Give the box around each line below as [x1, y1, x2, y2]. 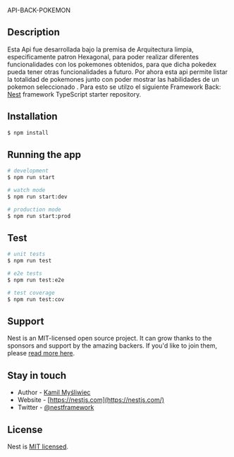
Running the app [7, 148, 81, 161]
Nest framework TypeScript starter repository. [7, 90, 142, 98]
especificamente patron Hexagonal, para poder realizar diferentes [7, 52, 199, 61]
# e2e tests [7, 270, 42, 277]
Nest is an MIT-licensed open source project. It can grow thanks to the [7, 334, 212, 343]
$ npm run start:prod [7, 212, 71, 219]
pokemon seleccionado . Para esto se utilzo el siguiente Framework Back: [7, 83, 221, 91]
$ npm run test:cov [7, 295, 65, 303]
